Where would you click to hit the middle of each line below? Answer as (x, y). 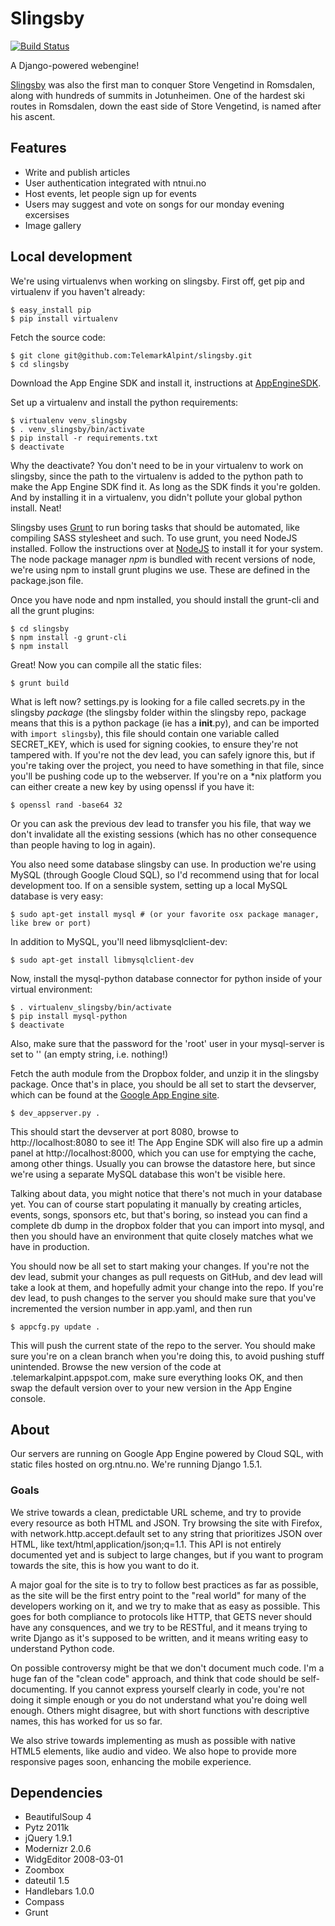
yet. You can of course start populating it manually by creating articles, (156, 1204)
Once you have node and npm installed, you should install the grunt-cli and (165, 599)
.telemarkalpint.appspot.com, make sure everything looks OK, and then (157, 1377)
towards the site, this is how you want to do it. (105, 1565)
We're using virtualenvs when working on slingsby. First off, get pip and (157, 281)
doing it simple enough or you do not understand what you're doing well (159, 1699)
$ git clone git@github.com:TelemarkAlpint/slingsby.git (131, 355)
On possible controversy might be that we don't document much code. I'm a (167, 1668)
